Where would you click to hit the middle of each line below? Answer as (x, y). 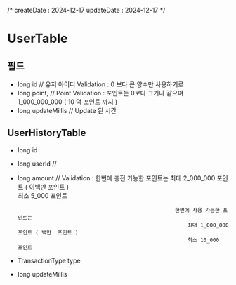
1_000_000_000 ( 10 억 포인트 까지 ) (67, 102)
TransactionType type (49, 260)
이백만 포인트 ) (49, 187)
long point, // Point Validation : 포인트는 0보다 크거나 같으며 (100, 93)
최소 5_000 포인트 (42, 195)
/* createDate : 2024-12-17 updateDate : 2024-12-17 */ (86, 10)
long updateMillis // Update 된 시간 (67, 111)
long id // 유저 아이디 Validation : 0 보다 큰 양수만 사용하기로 (100, 84)
